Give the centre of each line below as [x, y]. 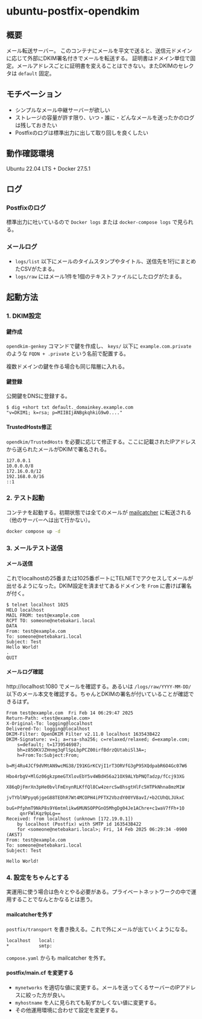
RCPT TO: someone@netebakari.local [51, 621]
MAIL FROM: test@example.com [43, 615]
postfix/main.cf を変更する [40, 973]
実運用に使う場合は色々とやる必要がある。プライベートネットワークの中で [99, 892]
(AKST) [14, 835]
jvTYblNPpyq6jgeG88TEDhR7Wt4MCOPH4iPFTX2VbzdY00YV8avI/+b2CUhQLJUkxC [96, 798]
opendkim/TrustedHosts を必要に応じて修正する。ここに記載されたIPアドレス [101, 441]
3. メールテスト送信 [35, 548]
